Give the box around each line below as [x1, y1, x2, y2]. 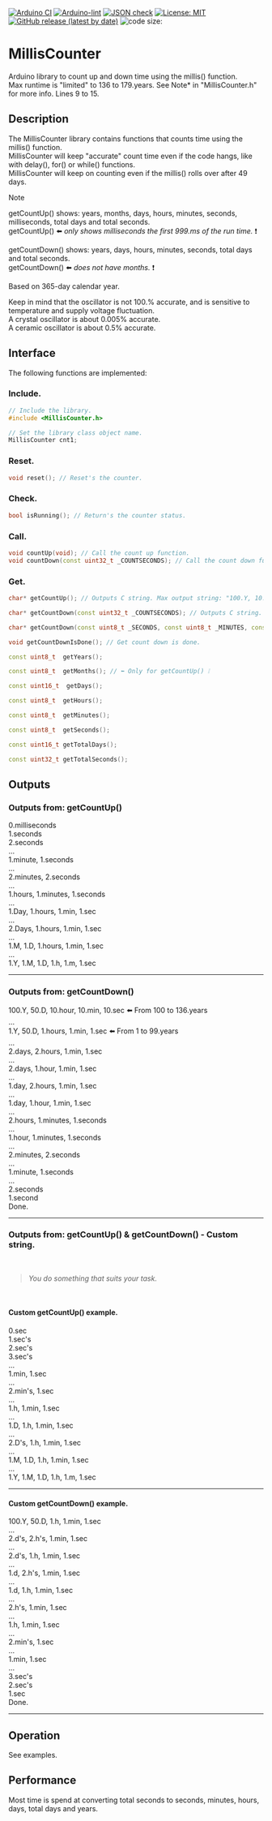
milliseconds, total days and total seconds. [8, 217, 151, 226]
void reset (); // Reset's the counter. [8, 474, 143, 482]
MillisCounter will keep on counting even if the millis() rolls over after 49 [8, 168, 249, 178]
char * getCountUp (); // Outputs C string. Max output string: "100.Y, [8, 595, 252, 603]
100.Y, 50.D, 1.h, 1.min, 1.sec [8, 1517, 101, 1527]
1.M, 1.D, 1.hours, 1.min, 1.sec [8, 941, 104, 951]
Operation [8, 1729, 61, 1742]
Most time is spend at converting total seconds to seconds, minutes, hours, [8, 1795, 260, 1805]
